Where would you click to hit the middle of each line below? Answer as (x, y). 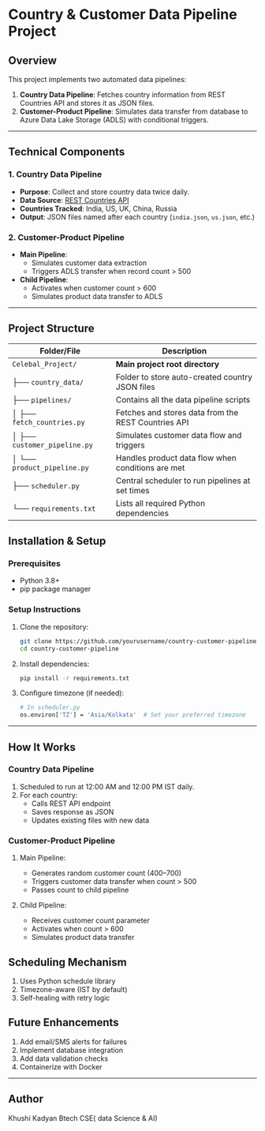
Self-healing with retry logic (65, 998)
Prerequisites (34, 564)
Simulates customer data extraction (89, 263)
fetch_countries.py (49, 422)
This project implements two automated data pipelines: (97, 79)
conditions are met (150, 467)
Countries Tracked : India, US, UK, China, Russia (98, 208)
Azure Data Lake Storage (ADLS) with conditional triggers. (114, 120)
